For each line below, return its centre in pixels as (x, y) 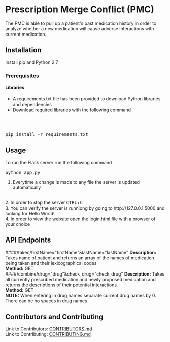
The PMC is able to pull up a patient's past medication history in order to (81, 23)
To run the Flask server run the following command (59, 162)
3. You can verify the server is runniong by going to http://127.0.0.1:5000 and (85, 208)
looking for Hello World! (30, 213)
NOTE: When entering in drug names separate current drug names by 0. (81, 295)
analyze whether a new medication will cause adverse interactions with (80, 28)
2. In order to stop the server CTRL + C (44, 202)
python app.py (23, 172)
